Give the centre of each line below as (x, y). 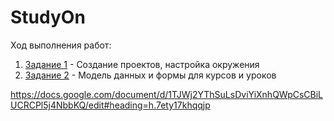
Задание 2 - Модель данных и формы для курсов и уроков (150, 75)
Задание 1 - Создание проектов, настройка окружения (142, 64)
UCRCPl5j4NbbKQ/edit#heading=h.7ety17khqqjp (110, 105)
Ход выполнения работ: (61, 45)
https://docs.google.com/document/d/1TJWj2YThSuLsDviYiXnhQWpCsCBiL (167, 94)
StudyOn (48, 17)
